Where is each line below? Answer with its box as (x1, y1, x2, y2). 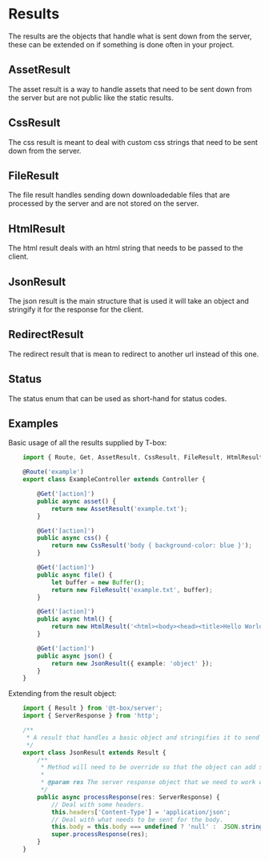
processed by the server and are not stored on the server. (8, 199, 199, 208)
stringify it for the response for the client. (8, 305, 144, 314)
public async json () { (37, 652, 113, 660)
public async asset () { (37, 497, 116, 505)
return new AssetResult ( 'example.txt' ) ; (50, 505, 188, 513)
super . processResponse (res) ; (50, 831, 149, 839)
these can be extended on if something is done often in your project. (8, 39, 235, 49)
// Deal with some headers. (50, 800, 146, 809)
